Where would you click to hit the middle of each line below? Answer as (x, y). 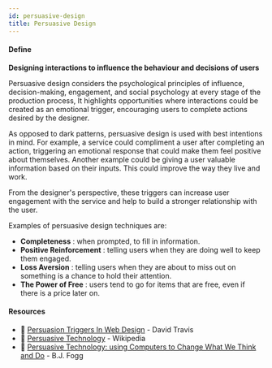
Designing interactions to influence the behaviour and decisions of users (134, 67)
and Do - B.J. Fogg (52, 355)
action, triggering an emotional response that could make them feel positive (135, 150)
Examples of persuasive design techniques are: (88, 225)
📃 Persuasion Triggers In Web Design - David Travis (107, 329)
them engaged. (45, 258)
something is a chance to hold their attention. (96, 275)
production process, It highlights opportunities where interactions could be (133, 100)
